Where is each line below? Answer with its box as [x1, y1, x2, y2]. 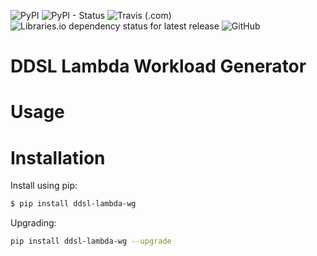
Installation [10, 146, 106, 169]
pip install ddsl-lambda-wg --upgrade [10, 236, 172, 247]
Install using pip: [10, 180, 78, 192]
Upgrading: [10, 217, 57, 229]
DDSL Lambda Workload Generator [10, 55, 307, 78]
